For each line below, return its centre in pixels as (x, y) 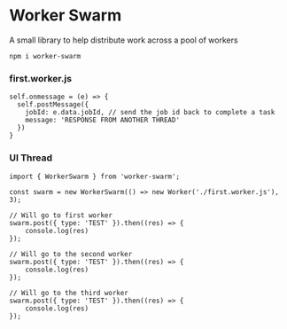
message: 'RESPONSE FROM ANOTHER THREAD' (102, 121)
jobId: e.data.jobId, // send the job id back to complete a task (150, 113)
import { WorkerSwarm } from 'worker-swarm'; (94, 176)
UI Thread (31, 158)
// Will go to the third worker (69, 293)
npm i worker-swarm (45, 56)
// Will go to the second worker (71, 254)
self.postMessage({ (53, 105)
